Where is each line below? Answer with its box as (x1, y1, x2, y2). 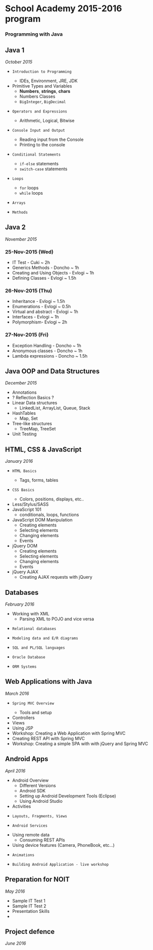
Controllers (12, 715, 35, 721)
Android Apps (5, 755, 48, 763)
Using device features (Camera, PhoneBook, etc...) (12, 842, 115, 848)
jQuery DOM (12, 543, 38, 549)
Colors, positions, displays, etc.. (19, 496, 84, 502)
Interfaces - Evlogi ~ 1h (12, 314, 59, 320)
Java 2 (5, 223, 26, 231)
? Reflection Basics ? (12, 395, 54, 401)
